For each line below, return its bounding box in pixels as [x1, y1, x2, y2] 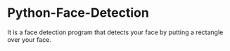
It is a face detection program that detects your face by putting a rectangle [7, 28, 224, 36]
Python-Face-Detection [7, 5, 149, 21]
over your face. [7, 35, 51, 43]
